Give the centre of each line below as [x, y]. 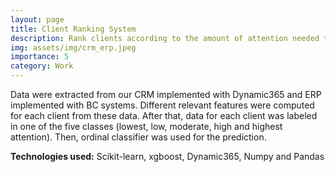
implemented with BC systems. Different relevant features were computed [162, 105]
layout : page [37, 19]
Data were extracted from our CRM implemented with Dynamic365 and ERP [166, 94]
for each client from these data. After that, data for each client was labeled [164, 115]
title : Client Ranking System [73, 29]
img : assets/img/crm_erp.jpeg [73, 47]
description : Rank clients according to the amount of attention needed [165, 38]
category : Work [42, 66]
